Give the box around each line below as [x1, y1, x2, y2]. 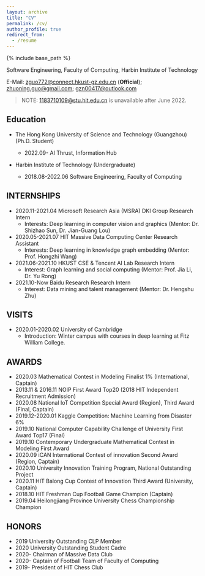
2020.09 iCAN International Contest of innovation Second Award [15, 451, 179, 459]
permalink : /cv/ [6, 20, 48, 26]
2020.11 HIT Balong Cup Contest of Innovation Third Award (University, [15, 477, 194, 485]
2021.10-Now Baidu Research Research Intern [15, 279, 131, 286]
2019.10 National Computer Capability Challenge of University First [15, 425, 184, 433]
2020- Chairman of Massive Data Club [15, 551, 113, 558]
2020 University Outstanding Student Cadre [15, 544, 127, 551]
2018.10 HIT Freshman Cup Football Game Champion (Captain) [15, 491, 173, 498]
